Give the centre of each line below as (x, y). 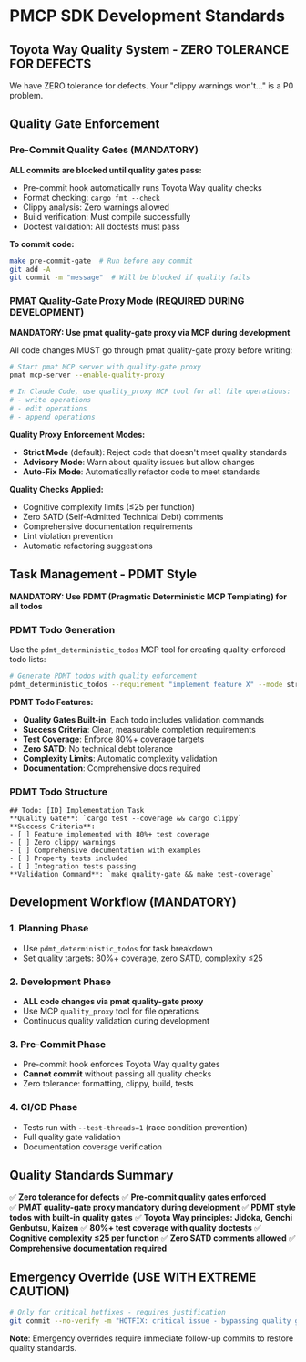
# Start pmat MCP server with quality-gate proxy (106, 367)
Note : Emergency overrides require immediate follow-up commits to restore (152, 1338)
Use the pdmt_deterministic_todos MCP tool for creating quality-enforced (148, 650)
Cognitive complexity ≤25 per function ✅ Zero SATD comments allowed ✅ (153, 1238)
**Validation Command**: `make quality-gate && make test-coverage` (142, 875)
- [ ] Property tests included (69, 858)
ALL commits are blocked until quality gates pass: (106, 170)
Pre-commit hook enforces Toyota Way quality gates (121, 1065)
